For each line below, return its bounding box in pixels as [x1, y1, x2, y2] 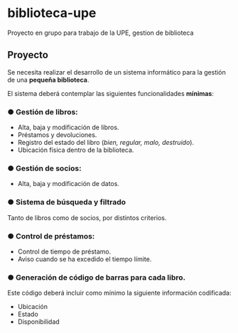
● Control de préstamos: [7, 231, 95, 241]
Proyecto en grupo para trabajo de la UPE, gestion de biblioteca [7, 28, 194, 37]
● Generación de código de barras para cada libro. [7, 272, 186, 282]
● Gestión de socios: [7, 163, 82, 173]
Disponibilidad [17, 317, 60, 326]
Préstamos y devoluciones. [17, 131, 97, 139]
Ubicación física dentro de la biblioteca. [17, 146, 134, 154]
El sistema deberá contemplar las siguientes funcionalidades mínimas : [7, 89, 215, 97]
